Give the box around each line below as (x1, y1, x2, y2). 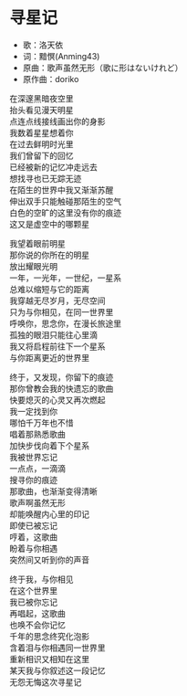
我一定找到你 (9, 406, 57, 417)
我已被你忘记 (9, 596, 57, 607)
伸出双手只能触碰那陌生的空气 (9, 195, 121, 206)
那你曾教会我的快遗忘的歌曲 (9, 383, 114, 394)
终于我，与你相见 (9, 574, 74, 585)
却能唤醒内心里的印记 (9, 508, 89, 520)
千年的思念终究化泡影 (9, 630, 89, 641)
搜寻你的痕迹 (9, 474, 57, 485)
